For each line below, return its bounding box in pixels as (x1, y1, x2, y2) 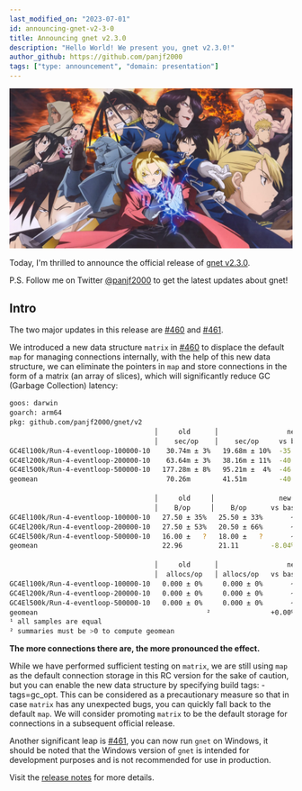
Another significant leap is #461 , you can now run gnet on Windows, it (9, 735, 269, 747)
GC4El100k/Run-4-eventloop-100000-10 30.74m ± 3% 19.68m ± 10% (9, 446, 271, 455)
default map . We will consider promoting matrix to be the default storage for (9, 708, 288, 720)
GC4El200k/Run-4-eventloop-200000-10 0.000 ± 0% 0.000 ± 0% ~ (9, 588, 296, 598)
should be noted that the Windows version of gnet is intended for (9, 745, 250, 756)
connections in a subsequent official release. (9, 718, 175, 729)
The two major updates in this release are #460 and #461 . (9, 324, 224, 335)
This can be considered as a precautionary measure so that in (59, 689, 289, 700)
